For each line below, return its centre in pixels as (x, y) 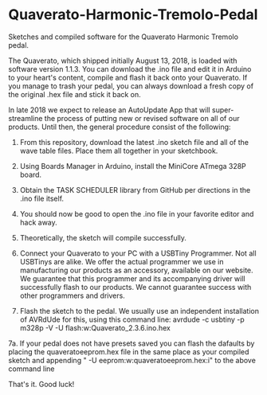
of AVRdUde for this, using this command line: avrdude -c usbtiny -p (132, 319)
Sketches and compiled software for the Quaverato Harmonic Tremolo (124, 37)
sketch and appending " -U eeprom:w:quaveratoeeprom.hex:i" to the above (132, 360)
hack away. (38, 222)
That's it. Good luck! (41, 384)
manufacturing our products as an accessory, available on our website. (136, 270)
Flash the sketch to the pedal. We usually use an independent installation (139, 311)
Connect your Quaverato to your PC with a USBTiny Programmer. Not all (138, 253)
